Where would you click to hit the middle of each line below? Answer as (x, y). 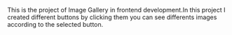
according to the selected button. (55, 24)
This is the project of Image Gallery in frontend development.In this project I (116, 10)
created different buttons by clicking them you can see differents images (112, 17)
